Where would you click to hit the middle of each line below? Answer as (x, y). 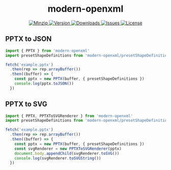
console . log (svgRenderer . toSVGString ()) (58, 158)
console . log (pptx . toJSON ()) (44, 83)
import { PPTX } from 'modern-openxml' (48, 51)
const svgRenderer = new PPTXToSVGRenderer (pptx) (68, 149)
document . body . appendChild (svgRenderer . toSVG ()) (67, 153)
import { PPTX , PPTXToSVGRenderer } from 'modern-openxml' (69, 116)
